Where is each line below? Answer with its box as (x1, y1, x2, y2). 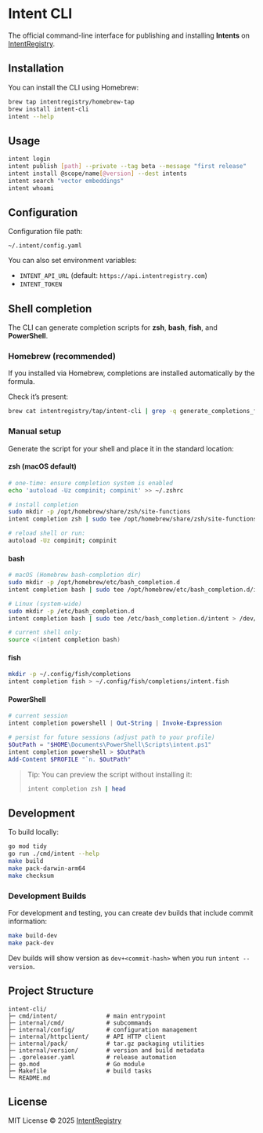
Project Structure (8, 985, 94, 998)
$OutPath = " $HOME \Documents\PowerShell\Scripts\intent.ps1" (8, 740, 212, 748)
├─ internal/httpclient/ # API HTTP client (8, 1032, 167, 1040)
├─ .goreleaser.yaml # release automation (8, 1053, 177, 1061)
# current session (8, 712, 68, 720)
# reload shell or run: (8, 529, 86, 538)
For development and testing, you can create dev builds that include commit (8, 908, 254, 917)
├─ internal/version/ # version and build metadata (8, 1046, 205, 1054)
